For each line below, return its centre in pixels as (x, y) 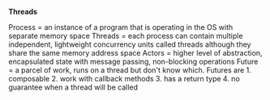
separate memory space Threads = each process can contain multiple (126, 36)
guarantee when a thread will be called (73, 87)
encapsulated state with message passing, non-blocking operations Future (133, 61)
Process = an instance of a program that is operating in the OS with (121, 27)
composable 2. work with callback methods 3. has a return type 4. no (124, 79)
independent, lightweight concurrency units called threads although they (130, 44)
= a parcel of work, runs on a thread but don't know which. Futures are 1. (130, 70)
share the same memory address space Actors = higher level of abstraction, (135, 53)
